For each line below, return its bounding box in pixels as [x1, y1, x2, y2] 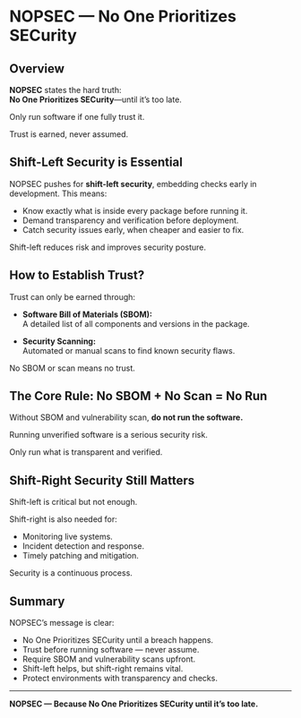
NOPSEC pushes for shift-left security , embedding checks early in [9, 178, 257, 189]
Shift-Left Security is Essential [9, 155, 184, 170]
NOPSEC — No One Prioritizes [9, 6, 237, 27]
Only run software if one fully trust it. [9, 112, 145, 122]
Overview [9, 61, 65, 76]
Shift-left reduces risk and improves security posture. [9, 242, 207, 252]
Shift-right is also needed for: [9, 514, 118, 525]
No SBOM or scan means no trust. [9, 363, 136, 373]
